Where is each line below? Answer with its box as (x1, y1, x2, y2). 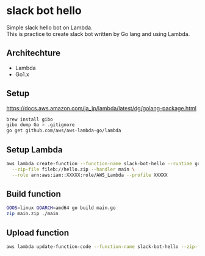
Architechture (6, 48, 61, 59)
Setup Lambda (6, 144, 63, 155)
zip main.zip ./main (6, 211, 59, 217)
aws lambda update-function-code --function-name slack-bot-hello (6, 244, 179, 250)
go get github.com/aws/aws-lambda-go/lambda (6, 127, 121, 134)
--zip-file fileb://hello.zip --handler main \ (12, 166, 135, 172)
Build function (6, 189, 61, 199)
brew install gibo (6, 116, 53, 123)
